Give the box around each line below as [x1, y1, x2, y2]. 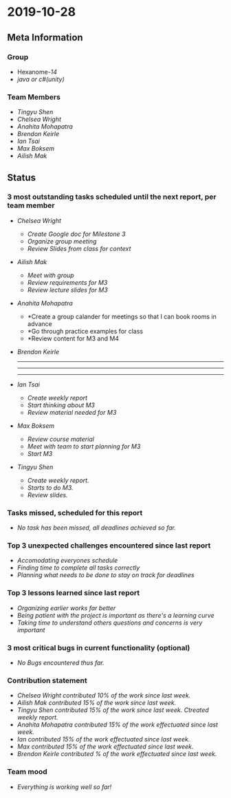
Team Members [7, 92, 60, 102]
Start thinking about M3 [27, 400, 95, 409]
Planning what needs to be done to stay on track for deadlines [16, 571, 195, 579]
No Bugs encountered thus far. [16, 658, 104, 667]
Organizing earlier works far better [16, 603, 116, 612]
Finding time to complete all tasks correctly [16, 563, 140, 572]
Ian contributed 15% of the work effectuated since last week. [16, 735, 190, 744]
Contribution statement [7, 676, 87, 685]
